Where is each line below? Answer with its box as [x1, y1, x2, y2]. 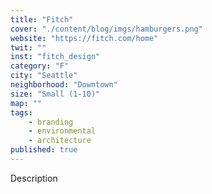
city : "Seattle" [10, 71, 78, 81]
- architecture [28, 136, 92, 146]
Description [10, 172, 58, 184]
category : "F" [10, 61, 70, 71]
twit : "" [10, 42, 47, 53]
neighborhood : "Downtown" [10, 80, 118, 90]
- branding [28, 117, 74, 127]
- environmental [28, 126, 97, 136]
